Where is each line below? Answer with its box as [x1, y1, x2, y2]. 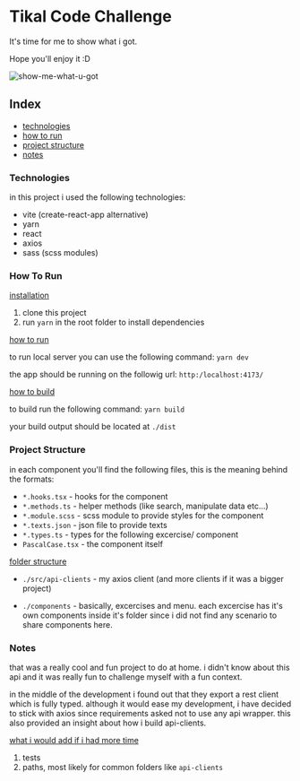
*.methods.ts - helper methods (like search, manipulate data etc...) [21, 500, 269, 511]
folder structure [9, 556, 67, 567]
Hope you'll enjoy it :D [9, 53, 91, 64]
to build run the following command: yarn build [9, 404, 185, 414]
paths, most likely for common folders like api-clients [21, 761, 224, 772]
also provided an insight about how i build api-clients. [9, 717, 207, 728]
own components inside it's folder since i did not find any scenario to [21, 610, 278, 620]
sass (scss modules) [21, 247, 99, 258]
